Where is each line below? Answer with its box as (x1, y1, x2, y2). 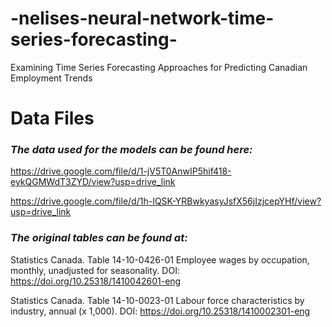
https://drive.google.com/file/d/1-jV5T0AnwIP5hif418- (10, 165, 232, 177)
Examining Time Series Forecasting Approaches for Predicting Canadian (10, 61, 308, 73)
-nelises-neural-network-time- (10, 7, 275, 30)
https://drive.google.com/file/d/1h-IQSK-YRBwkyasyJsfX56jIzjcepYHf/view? (10, 195, 322, 207)
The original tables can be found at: (10, 231, 188, 245)
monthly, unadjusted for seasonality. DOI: (10, 264, 180, 276)
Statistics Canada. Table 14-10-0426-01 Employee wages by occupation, (10, 253, 310, 266)
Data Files (10, 107, 95, 130)
